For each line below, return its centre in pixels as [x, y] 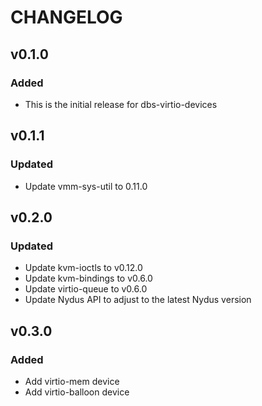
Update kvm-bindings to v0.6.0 [88, 278]
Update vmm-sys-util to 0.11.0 [86, 186]
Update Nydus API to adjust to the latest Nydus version [138, 300]
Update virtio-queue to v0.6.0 [86, 289]
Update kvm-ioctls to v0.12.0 [83, 268]
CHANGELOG [66, 17]
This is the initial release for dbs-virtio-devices [121, 104]
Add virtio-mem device [72, 381]
